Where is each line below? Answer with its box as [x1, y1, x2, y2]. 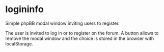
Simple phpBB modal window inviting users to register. [5, 20, 120, 26]
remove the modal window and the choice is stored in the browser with [5, 35, 154, 41]
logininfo [5, 4, 44, 15]
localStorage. [5, 40, 33, 46]
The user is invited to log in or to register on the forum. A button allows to [5, 30, 159, 36]
